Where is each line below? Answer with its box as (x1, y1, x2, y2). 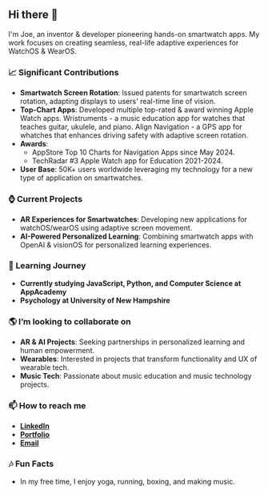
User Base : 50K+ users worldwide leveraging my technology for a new (19, 165, 254, 175)
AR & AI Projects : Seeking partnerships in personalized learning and (19, 337, 246, 347)
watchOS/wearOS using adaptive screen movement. (19, 223, 193, 233)
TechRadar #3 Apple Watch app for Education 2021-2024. (31, 156, 223, 166)
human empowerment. (19, 346, 94, 355)
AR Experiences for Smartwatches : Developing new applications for (19, 215, 248, 224)
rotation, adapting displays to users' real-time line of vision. (19, 97, 216, 106)
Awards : (19, 139, 49, 149)
